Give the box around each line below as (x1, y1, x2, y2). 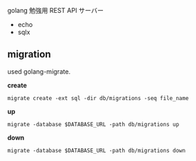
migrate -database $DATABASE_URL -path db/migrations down (7, 147, 186, 154)
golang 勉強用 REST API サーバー (7, 6, 104, 14)
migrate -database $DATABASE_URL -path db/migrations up (7, 121, 180, 128)
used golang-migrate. (7, 67, 71, 76)
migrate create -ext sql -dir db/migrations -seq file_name (7, 94, 190, 101)
